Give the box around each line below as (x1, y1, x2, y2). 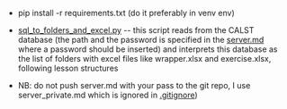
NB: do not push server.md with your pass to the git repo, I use (17, 80, 251, 90)
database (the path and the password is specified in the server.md (17, 35, 265, 45)
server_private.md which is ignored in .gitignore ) (17, 89, 198, 100)
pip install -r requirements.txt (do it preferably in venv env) (17, 8, 236, 18)
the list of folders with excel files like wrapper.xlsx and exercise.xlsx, (17, 54, 272, 63)
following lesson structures (17, 63, 119, 73)
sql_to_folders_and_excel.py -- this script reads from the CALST (17, 25, 255, 35)
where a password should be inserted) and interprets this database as (17, 44, 278, 54)
